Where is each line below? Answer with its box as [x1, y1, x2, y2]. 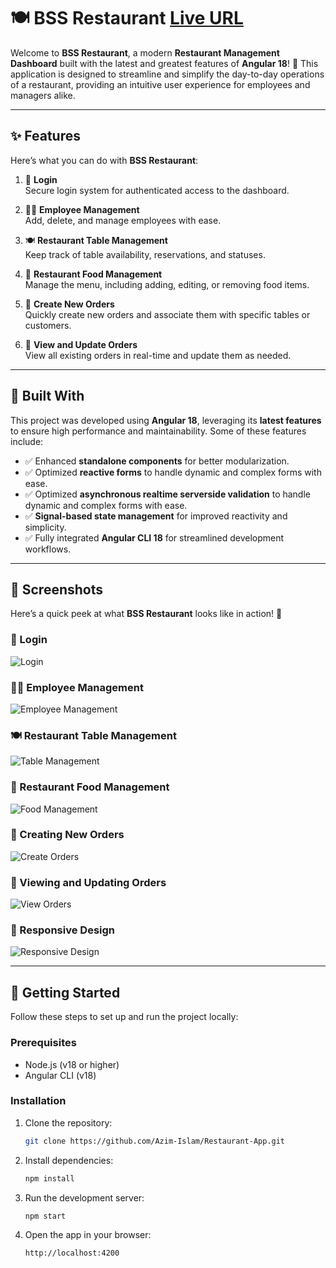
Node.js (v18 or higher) [24, 1058, 120, 1070]
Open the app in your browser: [24, 1229, 152, 1241]
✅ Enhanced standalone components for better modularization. [24, 455, 290, 467]
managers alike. [10, 89, 76, 101]
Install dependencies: [24, 1154, 114, 1166]
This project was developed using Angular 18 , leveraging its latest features [10, 414, 322, 426]
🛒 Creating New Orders [10, 828, 125, 842]
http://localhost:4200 [24, 1248, 120, 1259]
